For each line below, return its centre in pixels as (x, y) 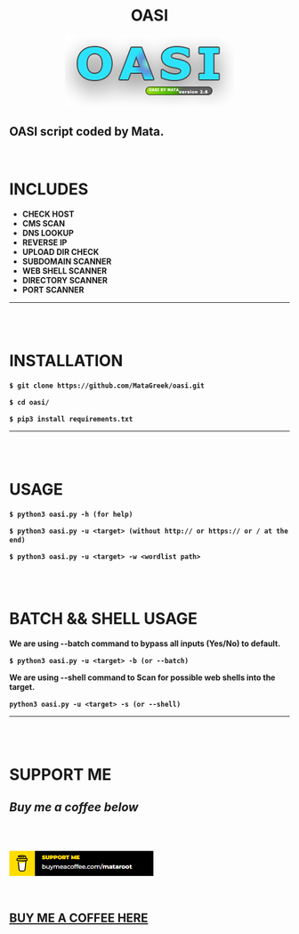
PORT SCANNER (53, 290)
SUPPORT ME (61, 774)
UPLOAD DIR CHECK (61, 251)
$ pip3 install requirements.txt (71, 419)
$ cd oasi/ (29, 402)
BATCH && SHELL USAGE (103, 618)
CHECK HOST (48, 214)
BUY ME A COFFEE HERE (79, 918)
